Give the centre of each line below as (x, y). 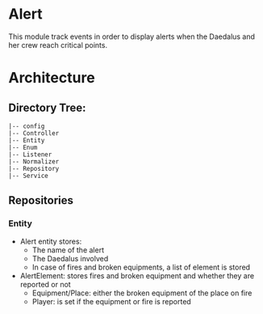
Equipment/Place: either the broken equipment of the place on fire (142, 293)
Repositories (41, 200)
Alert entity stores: (51, 241)
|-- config (27, 126)
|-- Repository (34, 168)
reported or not (45, 284)
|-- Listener (30, 155)
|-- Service (28, 176)
